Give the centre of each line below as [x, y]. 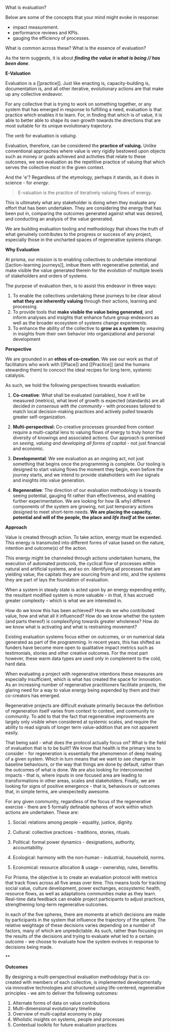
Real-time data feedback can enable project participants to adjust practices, [85, 899]
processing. [25, 306]
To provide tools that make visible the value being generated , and [83, 312]
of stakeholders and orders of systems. [47, 276]
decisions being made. [29, 947]
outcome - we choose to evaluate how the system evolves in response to [82, 942]
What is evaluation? [26, 7]
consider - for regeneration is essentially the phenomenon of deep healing [83, 754]
